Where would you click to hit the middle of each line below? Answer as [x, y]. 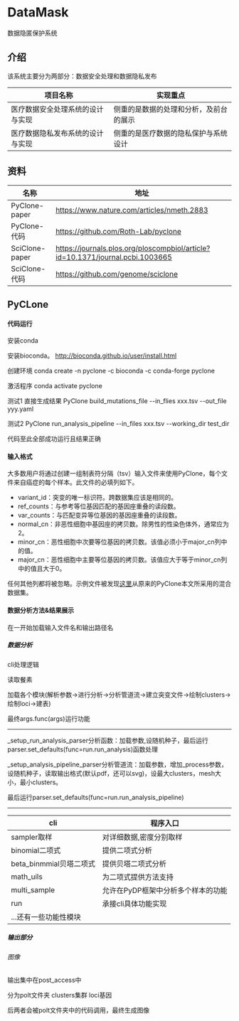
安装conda [23, 341]
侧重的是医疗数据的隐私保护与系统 [170, 133]
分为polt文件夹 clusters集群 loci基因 [60, 995]
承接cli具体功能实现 [134, 904]
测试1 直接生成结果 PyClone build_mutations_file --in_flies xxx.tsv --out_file [117, 401]
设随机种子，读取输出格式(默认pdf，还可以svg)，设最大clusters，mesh [111, 773]
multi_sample [33, 889]
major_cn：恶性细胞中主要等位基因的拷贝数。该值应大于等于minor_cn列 [122, 560]
